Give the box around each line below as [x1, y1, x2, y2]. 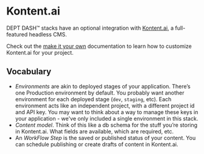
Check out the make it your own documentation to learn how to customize [6, 42, 192, 50]
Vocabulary [6, 67, 52, 77]
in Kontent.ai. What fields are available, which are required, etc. [15, 127, 174, 135]
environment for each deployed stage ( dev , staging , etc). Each [15, 95, 172, 102]
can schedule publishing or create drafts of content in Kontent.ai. [15, 141, 178, 148]
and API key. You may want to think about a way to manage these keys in [15, 108, 199, 116]
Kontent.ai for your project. [6, 49, 74, 56]
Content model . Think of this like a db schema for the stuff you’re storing [15, 121, 198, 129]
